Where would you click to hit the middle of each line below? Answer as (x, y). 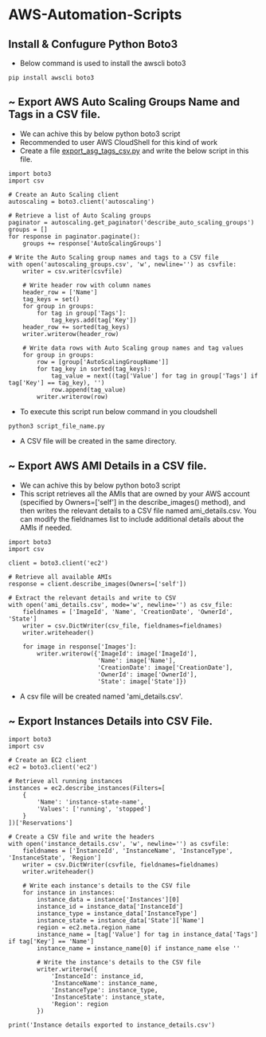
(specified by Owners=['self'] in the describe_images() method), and (132, 502)
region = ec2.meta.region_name (89, 928)
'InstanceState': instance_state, (108, 997)
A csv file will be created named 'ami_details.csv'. (101, 696)
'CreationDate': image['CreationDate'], (165, 667)
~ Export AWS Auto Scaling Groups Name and (124, 102)
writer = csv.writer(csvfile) (73, 271)
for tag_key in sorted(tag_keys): (94, 369)
